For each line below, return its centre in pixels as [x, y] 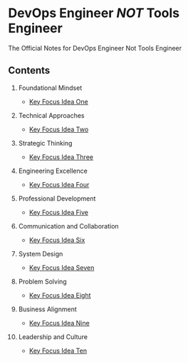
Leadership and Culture [53, 336]
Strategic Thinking [45, 143]
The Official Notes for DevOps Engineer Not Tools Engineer [95, 48]
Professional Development [57, 198]
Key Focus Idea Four [59, 184]
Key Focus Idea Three [61, 157]
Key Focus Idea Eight [60, 295]
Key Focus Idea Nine [59, 323]
